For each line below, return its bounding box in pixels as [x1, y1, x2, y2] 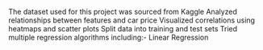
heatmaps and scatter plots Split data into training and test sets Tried [8, 24, 238, 33]
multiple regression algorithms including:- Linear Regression [8, 32, 209, 42]
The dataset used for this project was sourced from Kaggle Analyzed [8, 7, 238, 16]
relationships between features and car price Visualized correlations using [8, 15, 256, 25]
